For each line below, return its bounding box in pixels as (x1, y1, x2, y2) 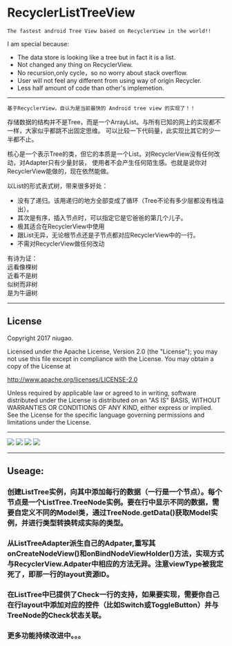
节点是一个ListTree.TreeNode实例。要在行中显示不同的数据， (7, 498, 213, 507)
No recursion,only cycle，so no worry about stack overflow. (17, 68, 188, 77)
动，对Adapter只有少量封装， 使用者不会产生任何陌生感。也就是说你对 (7, 158, 207, 166)
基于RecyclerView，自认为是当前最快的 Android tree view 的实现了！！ (7, 105, 195, 112)
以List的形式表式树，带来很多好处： (7, 182, 108, 190)
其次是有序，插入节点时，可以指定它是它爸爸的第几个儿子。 (17, 213, 187, 222)
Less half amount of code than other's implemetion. (17, 84, 164, 92)
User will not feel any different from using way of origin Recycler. (17, 76, 202, 84)
